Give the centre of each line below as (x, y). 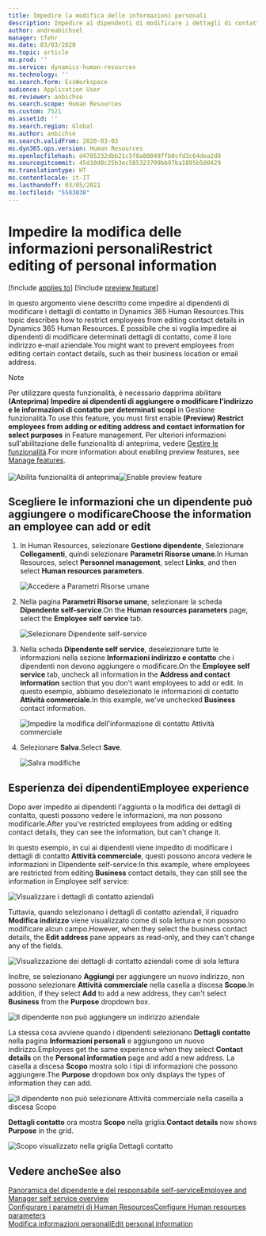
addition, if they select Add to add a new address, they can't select (118, 993)
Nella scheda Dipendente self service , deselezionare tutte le (119, 649)
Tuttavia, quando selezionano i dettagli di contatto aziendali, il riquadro (123, 912)
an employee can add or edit (80, 526)
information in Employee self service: (68, 881)
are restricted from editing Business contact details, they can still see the (128, 873)
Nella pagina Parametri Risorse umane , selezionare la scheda (121, 602)
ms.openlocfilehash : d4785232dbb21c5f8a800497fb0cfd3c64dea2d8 (115, 155)
